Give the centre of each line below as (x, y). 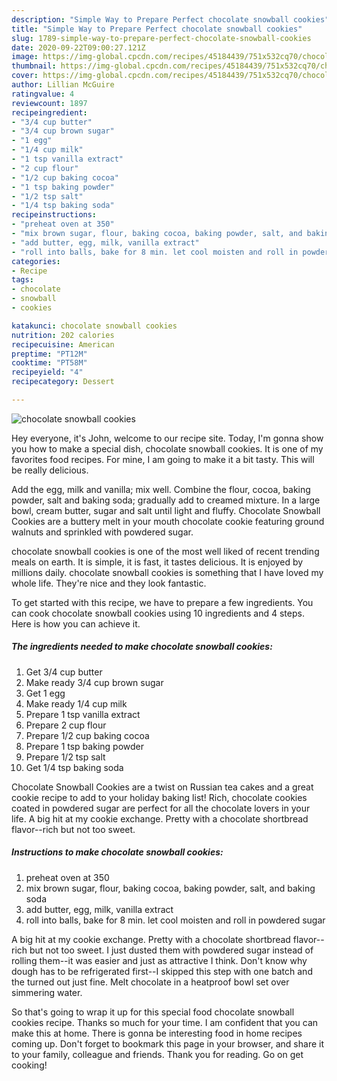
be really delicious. (50, 470)
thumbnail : (34, 66)
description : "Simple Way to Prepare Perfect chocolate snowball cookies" (170, 19)
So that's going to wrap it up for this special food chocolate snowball (153, 1012)
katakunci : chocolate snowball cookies (94, 326)
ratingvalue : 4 (43, 94)
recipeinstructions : (54, 215)
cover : (25, 76)
